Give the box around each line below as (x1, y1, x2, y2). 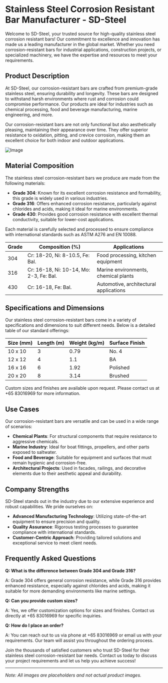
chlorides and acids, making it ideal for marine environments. (12, 206, 138, 212)
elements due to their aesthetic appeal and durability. (12, 470, 122, 476)
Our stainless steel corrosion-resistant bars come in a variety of (5, 317, 136, 323)
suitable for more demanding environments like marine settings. (5, 588, 136, 594)
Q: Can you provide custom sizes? (5, 597, 78, 603)
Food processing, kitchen (96, 252, 156, 259)
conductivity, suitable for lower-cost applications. (12, 216, 114, 222)
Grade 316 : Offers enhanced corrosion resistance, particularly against (12, 200, 157, 206)
